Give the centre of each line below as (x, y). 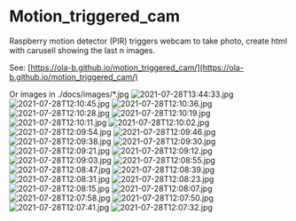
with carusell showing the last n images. (82, 50)
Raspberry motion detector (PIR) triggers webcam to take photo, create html (148, 41)
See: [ (20, 67)
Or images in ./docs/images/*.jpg (69, 94)
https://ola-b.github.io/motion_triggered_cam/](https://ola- (137, 67)
